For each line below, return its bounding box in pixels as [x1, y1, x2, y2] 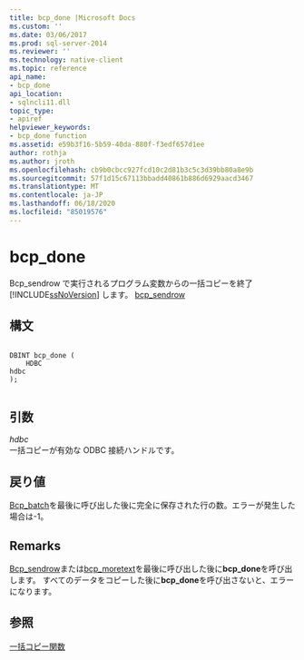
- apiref [9, 114, 43, 123]
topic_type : [9, 106, 54, 115]
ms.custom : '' [9, 22, 64, 31]
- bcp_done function [9, 132, 88, 141]
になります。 [9, 586, 57, 596]
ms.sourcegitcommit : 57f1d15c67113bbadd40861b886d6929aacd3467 [9, 173, 254, 182]
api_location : [9, 89, 64, 98]
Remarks [9, 537, 62, 554]
